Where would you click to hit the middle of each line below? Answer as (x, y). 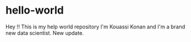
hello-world (35, 10)
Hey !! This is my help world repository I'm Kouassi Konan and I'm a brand (96, 27)
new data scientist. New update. (45, 33)
